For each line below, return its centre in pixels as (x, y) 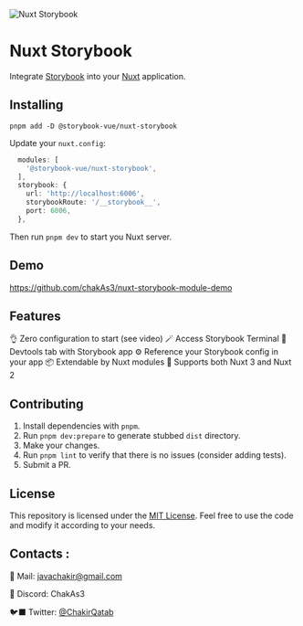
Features (35, 316)
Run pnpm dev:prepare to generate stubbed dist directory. (131, 436)
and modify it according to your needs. (83, 525)
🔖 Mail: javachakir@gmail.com (66, 576)
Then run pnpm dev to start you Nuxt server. (91, 237)
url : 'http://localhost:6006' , (85, 194)
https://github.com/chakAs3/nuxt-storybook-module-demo (121, 287)
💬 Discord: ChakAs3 (47, 593)
